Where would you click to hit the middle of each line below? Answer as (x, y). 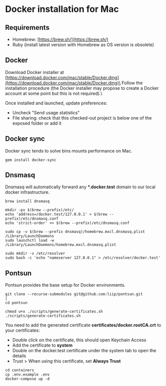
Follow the (132, 82)
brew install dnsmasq (28, 201)
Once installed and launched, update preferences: (56, 103)
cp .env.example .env (28, 375)
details (19, 356)
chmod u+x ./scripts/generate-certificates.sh (54, 311)
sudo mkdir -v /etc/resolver (35, 254)
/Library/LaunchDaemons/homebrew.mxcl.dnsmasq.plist (61, 245)
